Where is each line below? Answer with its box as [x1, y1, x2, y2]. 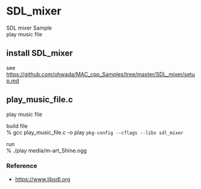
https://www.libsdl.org [14, 175, 71, 182]
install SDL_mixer [6, 48, 74, 59]
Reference [6, 162, 37, 170]
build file [6, 122, 28, 129]
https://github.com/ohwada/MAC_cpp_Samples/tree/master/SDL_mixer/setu [6, 71, 195, 78]
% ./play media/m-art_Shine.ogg [6, 147, 88, 154]
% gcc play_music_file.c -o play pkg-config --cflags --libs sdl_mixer [6, 129, 184, 136]
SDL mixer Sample [6, 24, 53, 31]
